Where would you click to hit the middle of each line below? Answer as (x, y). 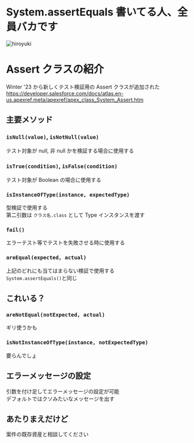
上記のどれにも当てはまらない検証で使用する (60, 271)
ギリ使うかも (22, 328)
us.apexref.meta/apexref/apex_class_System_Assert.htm (75, 100)
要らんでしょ (22, 356)
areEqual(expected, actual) (46, 258)
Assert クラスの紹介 (55, 69)
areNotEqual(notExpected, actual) (55, 315)
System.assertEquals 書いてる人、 (92, 12)
